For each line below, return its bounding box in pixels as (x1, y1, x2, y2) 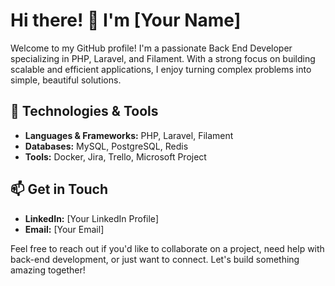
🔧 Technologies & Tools (10, 103, 159, 120)
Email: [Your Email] (24, 223, 105, 235)
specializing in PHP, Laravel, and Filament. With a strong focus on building (10, 52, 316, 64)
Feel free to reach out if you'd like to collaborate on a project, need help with (10, 242, 325, 254)
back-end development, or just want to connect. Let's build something (10, 253, 300, 265)
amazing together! (10, 264, 86, 276)
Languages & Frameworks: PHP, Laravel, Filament (24, 129, 234, 141)
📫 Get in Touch (10, 181, 109, 198)
